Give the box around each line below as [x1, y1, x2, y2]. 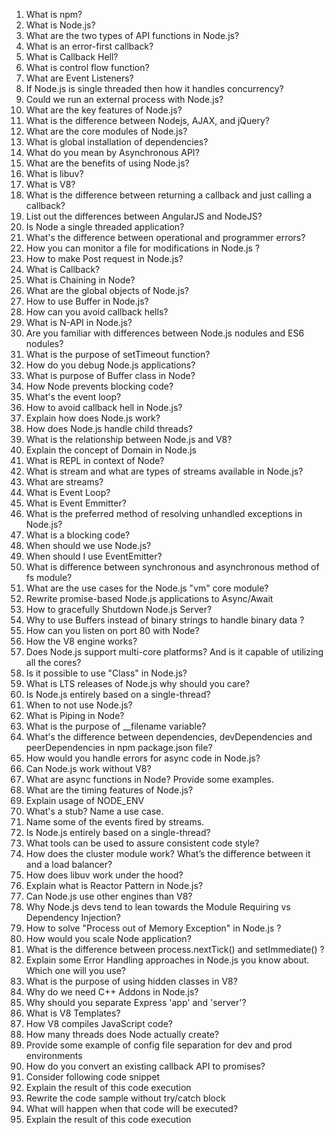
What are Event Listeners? [25, 72, 134, 84]
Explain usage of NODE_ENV [25, 795, 145, 806]
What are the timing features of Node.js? [25, 784, 194, 796]
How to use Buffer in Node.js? [25, 295, 149, 307]
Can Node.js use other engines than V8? [25, 890, 193, 902]
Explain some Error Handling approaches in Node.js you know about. [25, 954, 310, 966]
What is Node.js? [25, 19, 96, 31]
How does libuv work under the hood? [25, 869, 184, 881]
